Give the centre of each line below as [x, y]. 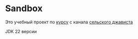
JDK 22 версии [21, 31]
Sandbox [24, 9]
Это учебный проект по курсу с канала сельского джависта [69, 22]
